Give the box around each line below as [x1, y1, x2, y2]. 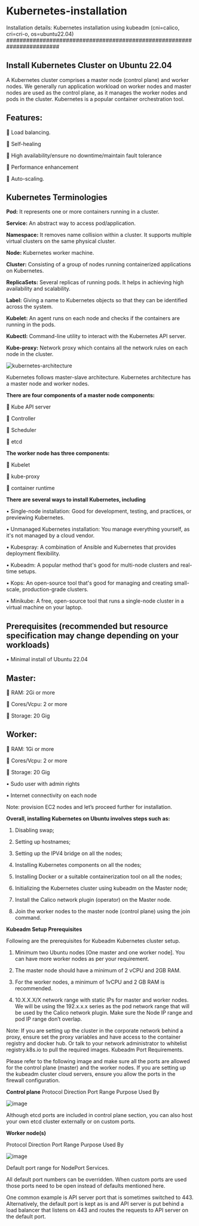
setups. [18, 568, 37, 575]
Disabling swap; [14, 826, 55, 833]
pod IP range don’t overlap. [14, 1015, 82, 1023]
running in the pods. [6, 321, 56, 328]
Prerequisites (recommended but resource [6, 621, 169, 631]
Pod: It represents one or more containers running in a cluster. [6, 208, 160, 215]
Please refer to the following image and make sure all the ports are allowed [6, 1057, 190, 1064]
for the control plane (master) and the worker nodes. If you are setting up [6, 1064, 186, 1071]
